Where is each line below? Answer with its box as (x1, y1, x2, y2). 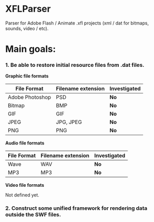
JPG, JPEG (56, 118, 82, 126)
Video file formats (5, 182, 44, 188)
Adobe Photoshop (8, 94, 52, 101)
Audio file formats (5, 140, 45, 146)
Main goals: (5, 43, 56, 55)
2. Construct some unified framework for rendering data (5, 205, 148, 212)
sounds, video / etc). (5, 25, 49, 31)
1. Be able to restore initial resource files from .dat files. (5, 62, 144, 69)
